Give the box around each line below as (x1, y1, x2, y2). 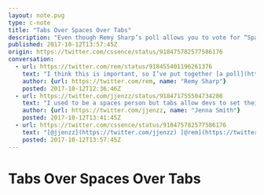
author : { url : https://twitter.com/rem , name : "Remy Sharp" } (22, 77, 226, 85)
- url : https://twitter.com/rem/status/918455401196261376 (15, 63, 213, 71)
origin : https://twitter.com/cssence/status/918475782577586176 (8, 48, 223, 56)
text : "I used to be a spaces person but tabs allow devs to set (22, 99, 241, 107)
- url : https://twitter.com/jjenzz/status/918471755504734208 (15, 92, 223, 100)
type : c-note (8, 19, 51, 27)
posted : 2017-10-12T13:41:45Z (22, 114, 122, 122)
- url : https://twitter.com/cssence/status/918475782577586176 (15, 121, 226, 129)
